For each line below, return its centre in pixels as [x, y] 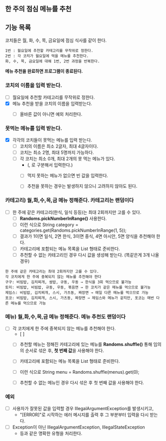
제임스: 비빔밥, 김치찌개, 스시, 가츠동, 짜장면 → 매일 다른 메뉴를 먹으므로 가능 [77, 293]
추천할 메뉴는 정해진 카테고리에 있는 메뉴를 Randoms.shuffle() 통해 [86, 344]
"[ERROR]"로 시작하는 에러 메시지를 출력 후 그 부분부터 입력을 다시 [84, 415]
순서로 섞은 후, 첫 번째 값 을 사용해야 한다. [65, 351]
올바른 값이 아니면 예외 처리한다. [51, 114]
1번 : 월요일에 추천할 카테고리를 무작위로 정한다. [49, 51]
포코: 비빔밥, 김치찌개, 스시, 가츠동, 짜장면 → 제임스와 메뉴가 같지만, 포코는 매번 [80, 298]
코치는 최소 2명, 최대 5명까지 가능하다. [57, 152]
